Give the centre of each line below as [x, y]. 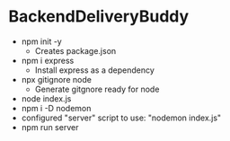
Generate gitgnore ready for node [97, 89]
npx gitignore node [56, 79]
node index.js [46, 98]
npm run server [50, 127]
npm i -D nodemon [56, 108]
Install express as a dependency [94, 70]
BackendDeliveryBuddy [99, 17]
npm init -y [41, 41]
